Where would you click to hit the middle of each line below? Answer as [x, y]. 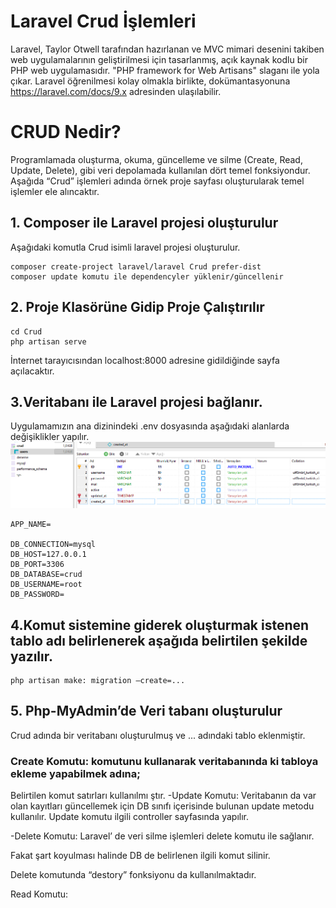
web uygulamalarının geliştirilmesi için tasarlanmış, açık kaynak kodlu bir [159, 59]
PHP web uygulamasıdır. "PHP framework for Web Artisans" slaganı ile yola [165, 70]
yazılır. [31, 656]
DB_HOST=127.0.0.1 [48, 555]
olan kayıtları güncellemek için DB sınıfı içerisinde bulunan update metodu [162, 806]
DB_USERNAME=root [46, 585]
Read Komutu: [39, 894]
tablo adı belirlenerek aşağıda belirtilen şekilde [159, 640]
